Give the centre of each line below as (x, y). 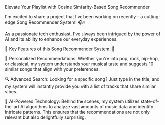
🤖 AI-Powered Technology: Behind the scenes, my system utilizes (72, 101)
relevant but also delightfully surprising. (46, 117)
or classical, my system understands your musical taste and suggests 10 (79, 64)
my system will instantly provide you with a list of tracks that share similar (80, 86)
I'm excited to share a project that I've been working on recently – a (74, 17)
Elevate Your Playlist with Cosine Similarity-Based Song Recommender (78, 7)
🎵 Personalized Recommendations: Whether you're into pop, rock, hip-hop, (82, 59)
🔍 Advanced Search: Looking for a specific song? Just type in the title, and (82, 79)
